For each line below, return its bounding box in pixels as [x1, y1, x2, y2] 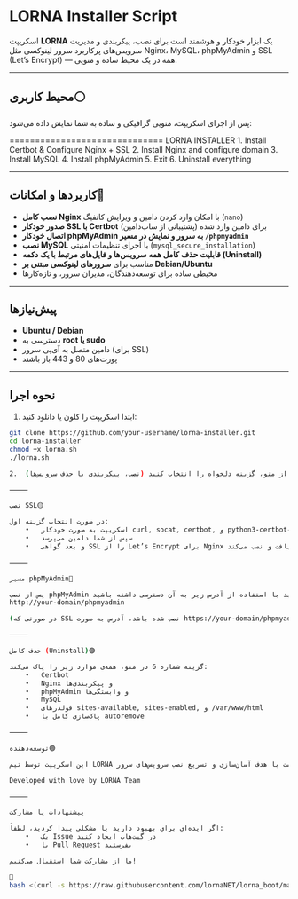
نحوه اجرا [9, 388, 56, 403]
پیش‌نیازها [9, 302, 58, 317]
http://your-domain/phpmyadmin [9, 598, 125, 607]
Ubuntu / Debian [21, 326, 84, 336]
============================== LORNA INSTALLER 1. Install [9, 135, 267, 146]
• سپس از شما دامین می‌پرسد [25, 534, 133, 543]
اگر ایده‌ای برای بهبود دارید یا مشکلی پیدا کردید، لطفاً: [9, 824, 224, 833]
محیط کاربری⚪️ [9, 90, 86, 105]
